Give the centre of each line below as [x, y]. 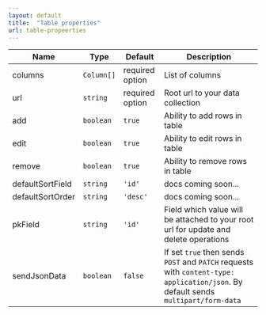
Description [209, 57]
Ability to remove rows [205, 161]
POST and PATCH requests [209, 262]
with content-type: [199, 272]
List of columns [192, 75]
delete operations [196, 240]
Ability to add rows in [203, 116]
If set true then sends [204, 252]
